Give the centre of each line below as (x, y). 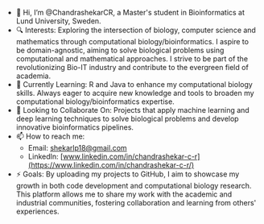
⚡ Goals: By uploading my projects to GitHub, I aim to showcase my (128, 174)
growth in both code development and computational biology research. (134, 186)
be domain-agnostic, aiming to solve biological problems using (120, 50)
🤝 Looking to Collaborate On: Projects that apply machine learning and (132, 110)
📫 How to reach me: (50, 136)
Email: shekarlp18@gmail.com (77, 148)
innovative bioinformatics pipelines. (75, 127)
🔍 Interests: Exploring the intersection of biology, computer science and (136, 30)
